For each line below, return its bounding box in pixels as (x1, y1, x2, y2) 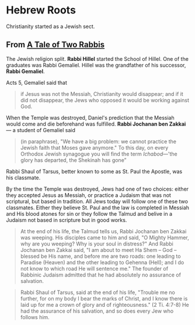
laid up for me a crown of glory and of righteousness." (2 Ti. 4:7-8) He (20, 301, 190, 308)
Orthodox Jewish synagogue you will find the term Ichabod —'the (20, 150, 177, 157)
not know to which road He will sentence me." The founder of (20, 265, 168, 272)
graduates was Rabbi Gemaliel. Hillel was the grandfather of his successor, (6, 61, 186, 68)
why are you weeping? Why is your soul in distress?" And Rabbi (20, 240, 173, 247)
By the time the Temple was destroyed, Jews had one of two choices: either (6, 185, 189, 192)
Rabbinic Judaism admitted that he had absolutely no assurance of (20, 271, 181, 278)
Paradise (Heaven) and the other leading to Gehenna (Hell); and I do (20, 258, 184, 266)
